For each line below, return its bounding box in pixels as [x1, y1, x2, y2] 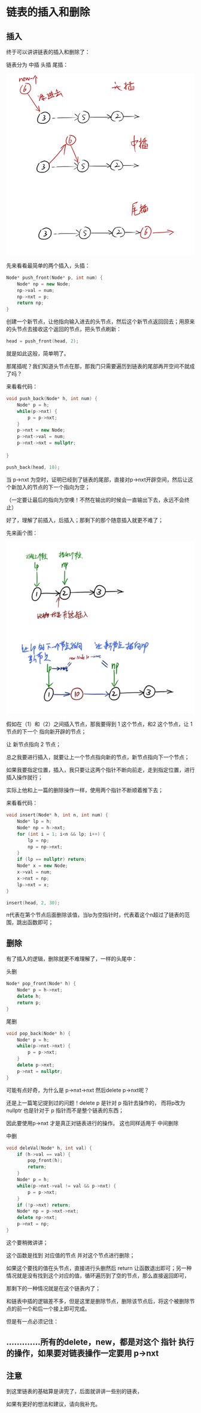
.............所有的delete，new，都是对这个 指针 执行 [6, 1337, 194, 1348]
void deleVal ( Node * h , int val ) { [6, 1145, 93, 1151]
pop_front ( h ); [28, 1158, 63, 1164]
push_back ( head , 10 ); [6, 464, 60, 470]
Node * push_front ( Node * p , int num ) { [6, 275, 103, 281]
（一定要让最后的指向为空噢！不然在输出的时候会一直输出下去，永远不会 [6, 496, 184, 503]
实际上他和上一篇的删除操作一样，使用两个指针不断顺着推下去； [6, 786, 163, 794]
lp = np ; [28, 837, 50, 843]
